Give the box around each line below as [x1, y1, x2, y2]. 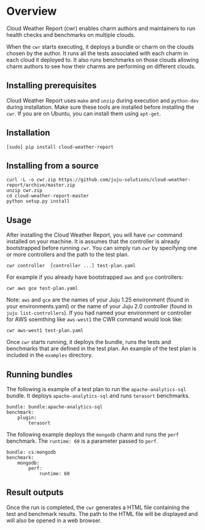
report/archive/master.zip [6, 182, 75, 189]
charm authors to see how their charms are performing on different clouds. [6, 63, 196, 70]
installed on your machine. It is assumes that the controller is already [6, 238, 180, 245]
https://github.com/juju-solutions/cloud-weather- [58, 177, 191, 183]
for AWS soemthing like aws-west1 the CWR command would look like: [6, 316, 183, 323]
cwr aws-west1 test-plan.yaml [6, 327, 84, 334]
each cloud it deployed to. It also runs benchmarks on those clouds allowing [6, 56, 199, 63]
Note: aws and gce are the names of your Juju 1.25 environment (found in [6, 296, 189, 303]
